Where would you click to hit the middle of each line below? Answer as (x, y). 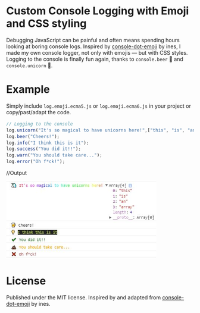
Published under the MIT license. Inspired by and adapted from (84, 297)
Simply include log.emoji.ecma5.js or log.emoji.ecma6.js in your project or (99, 106)
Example (28, 90)
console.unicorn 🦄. (29, 65)
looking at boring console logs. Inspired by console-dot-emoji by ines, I (93, 46)
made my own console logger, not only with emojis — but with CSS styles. (97, 52)
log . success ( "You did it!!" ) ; (44, 149)
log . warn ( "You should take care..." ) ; (54, 155)
